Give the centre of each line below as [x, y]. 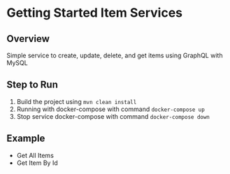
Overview [28, 39]
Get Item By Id [37, 163]
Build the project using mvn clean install [77, 101]
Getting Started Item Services [95, 13]
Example [26, 139]
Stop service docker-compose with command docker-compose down [113, 116]
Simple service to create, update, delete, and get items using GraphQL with [115, 55]
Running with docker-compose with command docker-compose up [111, 109]
